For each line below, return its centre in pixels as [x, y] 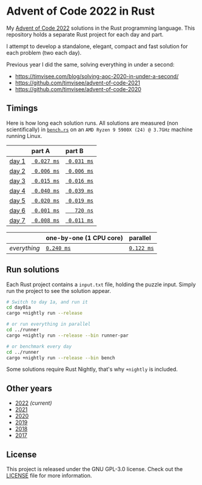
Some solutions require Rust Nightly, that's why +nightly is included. [92, 370]
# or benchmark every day [39, 346]
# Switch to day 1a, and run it [47, 302]
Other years [29, 388]
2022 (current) [33, 403]
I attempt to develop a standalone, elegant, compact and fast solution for [97, 46]
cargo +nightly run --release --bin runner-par [68, 335]
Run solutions [33, 270]
